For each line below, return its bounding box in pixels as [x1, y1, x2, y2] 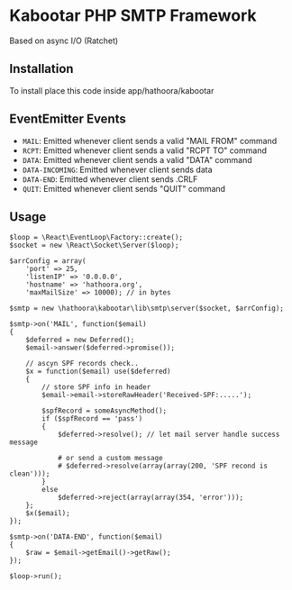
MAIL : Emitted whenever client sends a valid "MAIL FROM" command [22, 135, 278, 146]
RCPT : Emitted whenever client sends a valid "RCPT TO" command [22, 145, 268, 156]
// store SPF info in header [41, 383, 151, 392]
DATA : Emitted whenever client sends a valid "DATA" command [22, 154, 252, 165]
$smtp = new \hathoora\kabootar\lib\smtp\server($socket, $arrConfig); [9, 304, 284, 313]
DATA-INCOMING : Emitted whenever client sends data [22, 164, 214, 175]
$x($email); [25, 509, 70, 518]
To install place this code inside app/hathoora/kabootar [9, 85, 214, 95]
